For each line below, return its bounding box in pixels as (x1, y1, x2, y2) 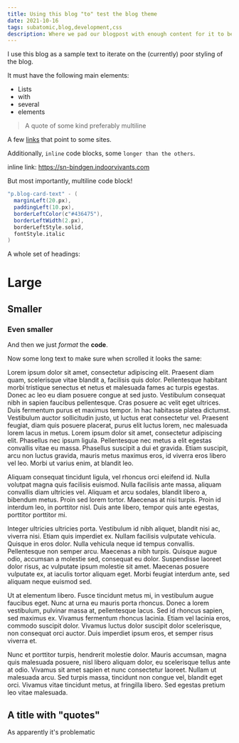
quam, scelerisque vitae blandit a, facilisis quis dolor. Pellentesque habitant (7, 375, 228, 385)
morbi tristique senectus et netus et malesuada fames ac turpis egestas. (7, 383, 219, 392)
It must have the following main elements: (7, 71, 129, 80)
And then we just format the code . (7, 341, 108, 349)
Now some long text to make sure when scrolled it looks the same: (7, 354, 202, 363)
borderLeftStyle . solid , (14, 224, 84, 231)
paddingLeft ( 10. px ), (14, 204, 75, 211)
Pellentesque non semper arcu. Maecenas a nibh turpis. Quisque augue (7, 547, 218, 556)
